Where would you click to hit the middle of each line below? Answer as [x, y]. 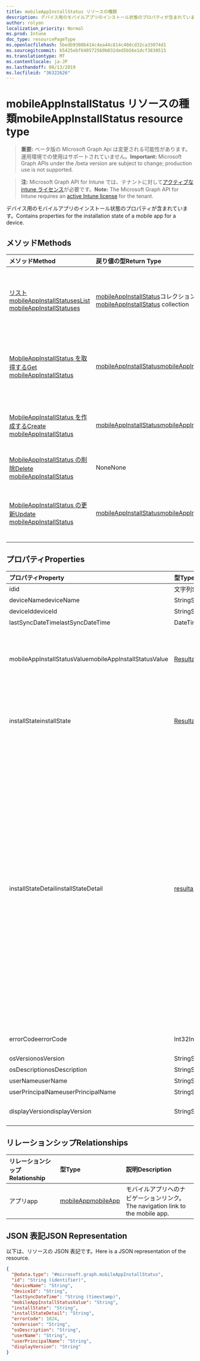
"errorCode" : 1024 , [36, 1319]
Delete [24, 469]
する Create [31, 426]
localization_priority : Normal [45, 28]
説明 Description [149, 1169]
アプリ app [24, 1201]
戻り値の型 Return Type [129, 261]
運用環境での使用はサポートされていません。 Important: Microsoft [101, 157]
